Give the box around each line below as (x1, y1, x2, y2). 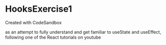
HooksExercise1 (5, 3, 72, 15)
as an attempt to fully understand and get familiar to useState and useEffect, (5, 29, 162, 35)
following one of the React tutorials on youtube (5, 34, 101, 40)
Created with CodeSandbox (5, 20, 62, 25)
